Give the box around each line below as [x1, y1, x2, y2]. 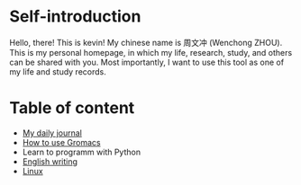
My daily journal [22, 128, 83, 138]
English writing [22, 155, 78, 167]
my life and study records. [9, 66, 106, 77]
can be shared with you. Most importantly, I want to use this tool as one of [9, 57, 285, 67]
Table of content [9, 98, 135, 119]
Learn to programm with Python [22, 146, 141, 157]
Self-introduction [9, 6, 141, 27]
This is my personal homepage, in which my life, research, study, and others [9, 47, 293, 57]
